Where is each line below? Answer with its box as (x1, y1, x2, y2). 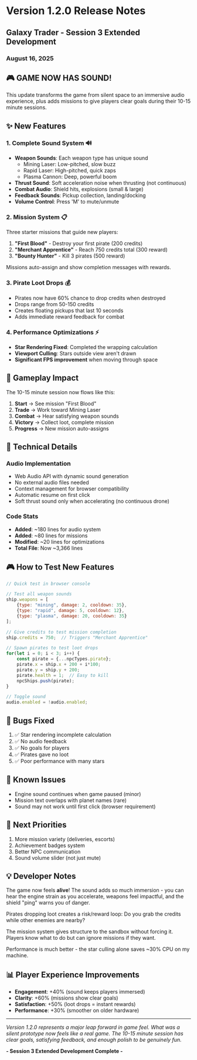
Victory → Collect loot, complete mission (14, 418, 114, 426)
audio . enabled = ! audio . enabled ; (6, 699, 88, 705)
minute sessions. (6, 104, 47, 111)
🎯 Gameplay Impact (6, 373, 79, 383)
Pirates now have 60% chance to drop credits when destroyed (14, 294, 166, 302)
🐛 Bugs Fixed (6, 716, 55, 726)
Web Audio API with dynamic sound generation (14, 473, 129, 480)
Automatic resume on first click (14, 492, 90, 499)
